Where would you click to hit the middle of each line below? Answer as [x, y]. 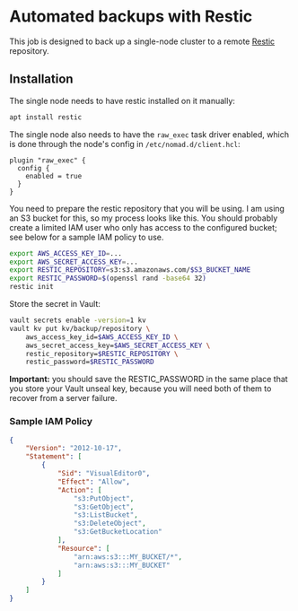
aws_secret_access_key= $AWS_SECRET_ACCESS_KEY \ [118, 345]
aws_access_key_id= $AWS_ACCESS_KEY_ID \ [102, 337]
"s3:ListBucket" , [106, 515]
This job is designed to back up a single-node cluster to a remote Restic [142, 41]
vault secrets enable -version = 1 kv [78, 320]
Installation [41, 79]
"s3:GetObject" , [104, 507]
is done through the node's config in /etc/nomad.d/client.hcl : [125, 144]
